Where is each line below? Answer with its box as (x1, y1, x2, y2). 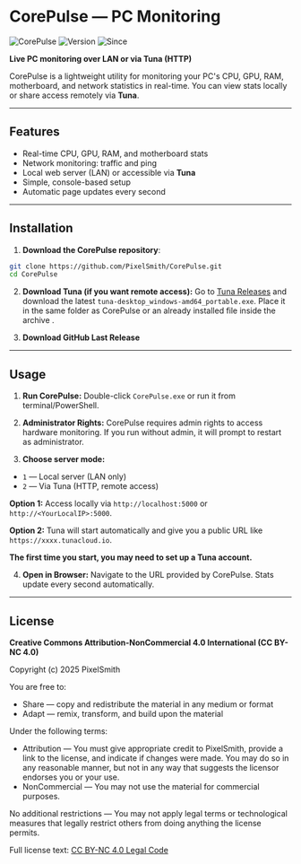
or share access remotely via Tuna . (9, 90, 140, 100)
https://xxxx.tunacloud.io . (9, 535, 113, 545)
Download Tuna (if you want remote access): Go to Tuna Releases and (21, 286, 288, 297)
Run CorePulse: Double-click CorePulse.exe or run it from (21, 390, 236, 401)
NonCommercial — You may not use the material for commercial (21, 781, 260, 791)
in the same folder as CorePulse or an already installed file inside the (21, 305, 276, 316)
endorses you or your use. (21, 772, 120, 782)
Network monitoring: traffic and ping (21, 157, 158, 168)
